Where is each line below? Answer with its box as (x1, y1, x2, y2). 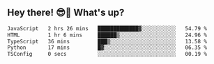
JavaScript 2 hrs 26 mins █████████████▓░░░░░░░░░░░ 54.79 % (7, 25, 208, 32)
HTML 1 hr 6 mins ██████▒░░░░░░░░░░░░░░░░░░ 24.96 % (7, 32, 208, 39)
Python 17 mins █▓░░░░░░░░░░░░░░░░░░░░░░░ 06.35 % (7, 44, 208, 52)
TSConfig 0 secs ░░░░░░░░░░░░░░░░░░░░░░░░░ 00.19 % (7, 51, 208, 58)
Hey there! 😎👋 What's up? (7, 7, 125, 19)
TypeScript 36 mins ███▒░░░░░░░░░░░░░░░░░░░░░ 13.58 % (7, 38, 208, 45)
